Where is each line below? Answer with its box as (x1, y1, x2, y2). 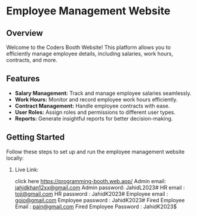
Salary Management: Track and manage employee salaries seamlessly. (14, 90, 192, 97)
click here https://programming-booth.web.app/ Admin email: (14, 177, 166, 184)
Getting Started (6, 132, 65, 143)
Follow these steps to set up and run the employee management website (6, 148, 185, 155)
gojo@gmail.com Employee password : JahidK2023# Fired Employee (14, 196, 185, 203)
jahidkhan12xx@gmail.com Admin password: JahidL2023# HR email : (14, 184, 185, 191)
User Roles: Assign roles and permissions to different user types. (14, 109, 176, 116)
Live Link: (14, 166, 39, 173)
